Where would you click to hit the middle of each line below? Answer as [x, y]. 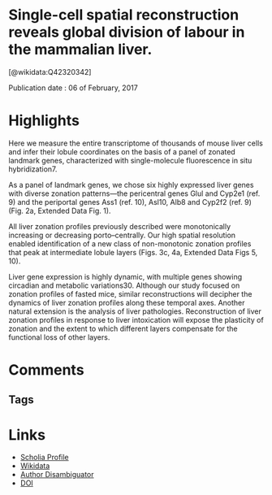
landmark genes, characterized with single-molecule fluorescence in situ [130, 160]
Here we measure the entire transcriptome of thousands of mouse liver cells [136, 143]
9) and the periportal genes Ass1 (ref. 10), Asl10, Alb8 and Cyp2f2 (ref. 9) [130, 202]
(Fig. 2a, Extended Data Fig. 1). [60, 211]
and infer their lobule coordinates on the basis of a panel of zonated [122, 151]
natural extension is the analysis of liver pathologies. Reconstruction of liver [135, 311]
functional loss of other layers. [59, 337]
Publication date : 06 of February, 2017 [73, 88]
